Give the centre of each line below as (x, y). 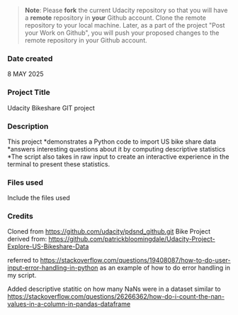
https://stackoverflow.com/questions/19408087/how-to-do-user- (135, 260)
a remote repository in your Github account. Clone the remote (115, 18)
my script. (22, 275)
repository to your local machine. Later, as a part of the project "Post (125, 25)
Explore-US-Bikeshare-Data (48, 246)
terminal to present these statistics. (59, 164)
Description (28, 126)
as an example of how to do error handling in (165, 268)
